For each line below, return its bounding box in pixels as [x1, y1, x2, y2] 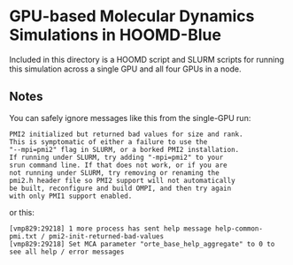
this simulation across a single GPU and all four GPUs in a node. [9, 64, 242, 74]
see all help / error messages [9, 247, 125, 256]
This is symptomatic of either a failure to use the [9, 137, 208, 147]
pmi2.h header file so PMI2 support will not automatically [9, 176, 236, 185]
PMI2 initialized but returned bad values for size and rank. [9, 130, 243, 139]
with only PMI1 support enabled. [9, 192, 133, 201]
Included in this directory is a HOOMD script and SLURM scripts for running [9, 54, 285, 64]
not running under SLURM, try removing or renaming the [9, 168, 220, 178]
